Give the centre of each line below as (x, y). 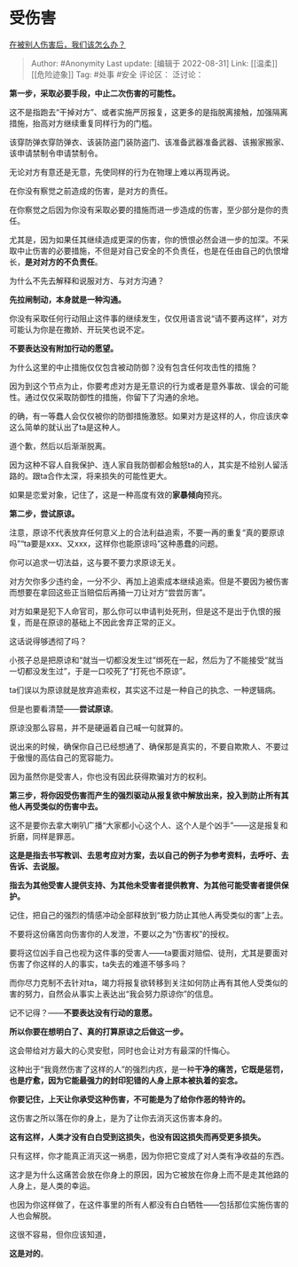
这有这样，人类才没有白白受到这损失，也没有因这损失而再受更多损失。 (137, 1137)
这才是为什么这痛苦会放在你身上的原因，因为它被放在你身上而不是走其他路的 (149, 1174)
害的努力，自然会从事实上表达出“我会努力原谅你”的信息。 (114, 994)
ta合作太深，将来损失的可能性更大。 (106, 476)
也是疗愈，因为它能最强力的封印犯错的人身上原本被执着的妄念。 (125, 1080)
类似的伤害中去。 (71, 806)
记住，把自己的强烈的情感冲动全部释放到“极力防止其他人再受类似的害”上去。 (149, 915)
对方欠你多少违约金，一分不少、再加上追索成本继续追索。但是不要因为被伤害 (149, 581)
